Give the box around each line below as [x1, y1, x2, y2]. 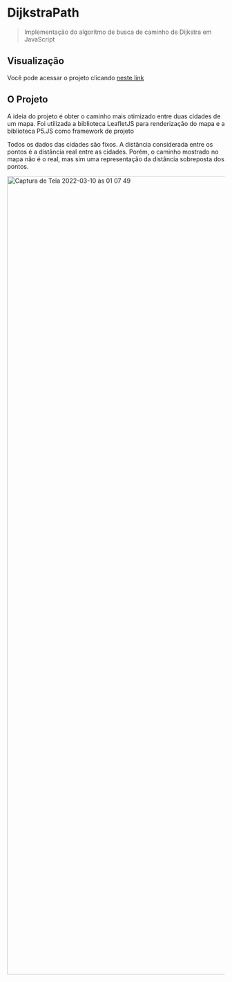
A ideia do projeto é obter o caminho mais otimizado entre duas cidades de [7, 112, 221, 120]
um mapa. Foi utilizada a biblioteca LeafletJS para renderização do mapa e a [7, 119, 225, 127]
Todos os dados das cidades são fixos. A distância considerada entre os [7, 140, 213, 148]
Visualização [7, 55, 64, 67]
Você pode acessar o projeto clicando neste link [7, 73, 144, 82]
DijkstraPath [7, 5, 79, 21]
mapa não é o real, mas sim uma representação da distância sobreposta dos [7, 154, 224, 163]
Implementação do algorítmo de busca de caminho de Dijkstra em [23, 28, 212, 36]
